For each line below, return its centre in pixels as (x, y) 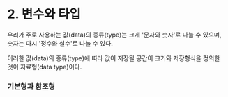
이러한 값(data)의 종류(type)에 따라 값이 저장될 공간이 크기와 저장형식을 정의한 (114, 58)
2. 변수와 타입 (44, 14)
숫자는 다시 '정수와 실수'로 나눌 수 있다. (60, 43)
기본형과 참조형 (31, 86)
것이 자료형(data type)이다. (45, 67)
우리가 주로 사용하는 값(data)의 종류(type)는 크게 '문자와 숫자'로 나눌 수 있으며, (114, 35)
